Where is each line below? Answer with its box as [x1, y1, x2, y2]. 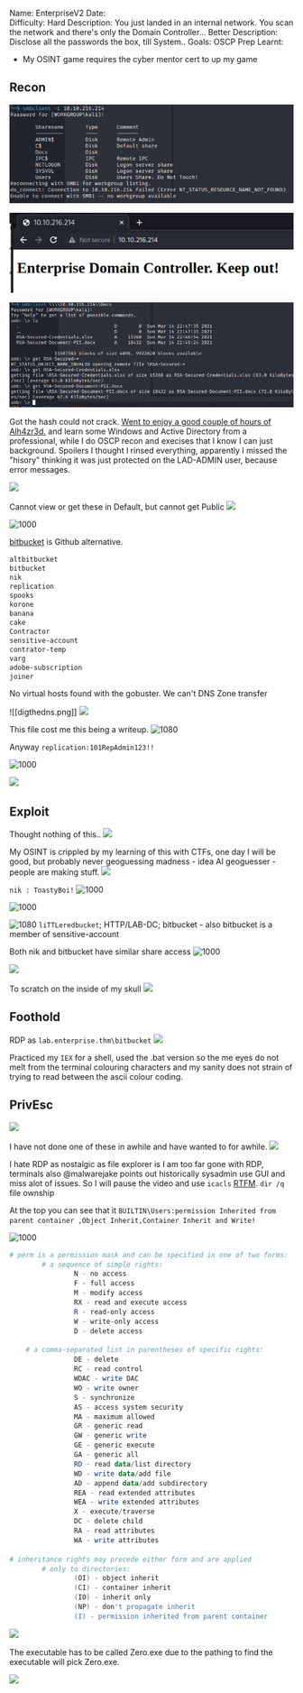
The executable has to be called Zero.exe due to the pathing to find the [9, 1646, 273, 1658]
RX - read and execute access [73, 1298, 188, 1307]
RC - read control [73, 1365, 143, 1374]
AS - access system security [73, 1403, 183, 1412]
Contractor [9, 627, 50, 637]
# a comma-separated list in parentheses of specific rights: [25, 1346, 264, 1355]
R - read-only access [73, 1307, 155, 1316]
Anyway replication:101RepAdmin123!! [9, 741, 155, 752]
